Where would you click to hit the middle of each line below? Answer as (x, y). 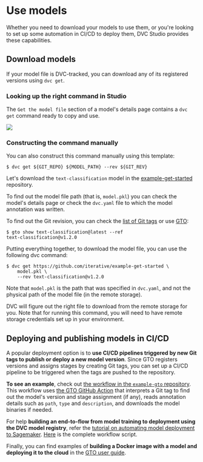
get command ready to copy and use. (53, 116)
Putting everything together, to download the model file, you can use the (97, 249)
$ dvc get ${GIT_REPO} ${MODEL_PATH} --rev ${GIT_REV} (77, 167)
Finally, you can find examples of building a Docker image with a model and (102, 446)
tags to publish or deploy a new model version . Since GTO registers (92, 360)
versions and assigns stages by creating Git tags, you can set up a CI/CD (97, 366)
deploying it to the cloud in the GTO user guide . (66, 453)
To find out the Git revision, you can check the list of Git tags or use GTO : (98, 221)
